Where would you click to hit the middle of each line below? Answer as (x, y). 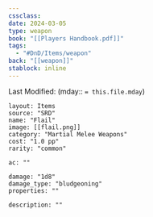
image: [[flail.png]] (45, 127)
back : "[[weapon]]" (41, 61)
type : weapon (30, 31)
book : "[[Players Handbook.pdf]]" (66, 38)
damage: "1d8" (32, 177)
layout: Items (32, 106)
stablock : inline (37, 69)
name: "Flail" (32, 120)
